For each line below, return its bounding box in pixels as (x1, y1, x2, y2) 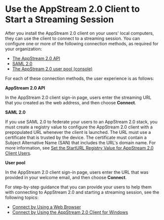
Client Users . (5, 150, 32, 156)
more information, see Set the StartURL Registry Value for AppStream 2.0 (5, 145, 154, 151)
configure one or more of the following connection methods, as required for (5, 40, 159, 46)
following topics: (5, 194, 38, 200)
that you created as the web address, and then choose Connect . (5, 99, 136, 105)
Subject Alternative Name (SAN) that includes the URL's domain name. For (5, 139, 156, 146)
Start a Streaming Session (5, 14, 114, 25)
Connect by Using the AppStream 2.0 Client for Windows (12, 209, 128, 215)
